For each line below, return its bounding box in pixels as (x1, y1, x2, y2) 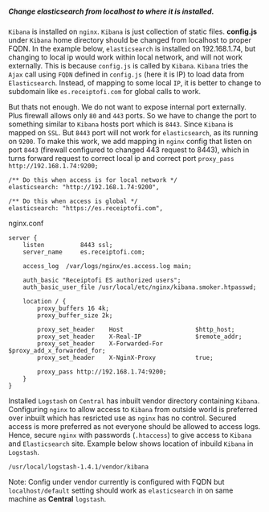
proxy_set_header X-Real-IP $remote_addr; (37, 332, 243, 341)
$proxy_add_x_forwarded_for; (8, 346, 106, 354)
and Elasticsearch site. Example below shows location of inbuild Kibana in (8, 439, 254, 448)
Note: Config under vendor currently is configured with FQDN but (8, 477, 225, 486)
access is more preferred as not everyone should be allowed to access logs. (8, 421, 261, 431)
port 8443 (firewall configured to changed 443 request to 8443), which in (8, 145, 250, 155)
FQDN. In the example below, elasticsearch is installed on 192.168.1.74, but (8, 43, 256, 53)
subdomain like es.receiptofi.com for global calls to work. (8, 86, 202, 96)
